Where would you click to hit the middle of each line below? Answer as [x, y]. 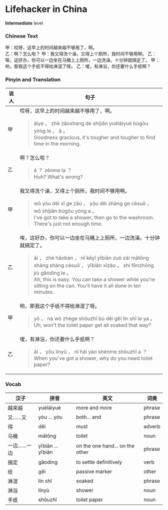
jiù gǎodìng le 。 [53, 273]
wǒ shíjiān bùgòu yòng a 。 [65, 211]
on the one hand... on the [105, 445]
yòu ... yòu [50, 417]
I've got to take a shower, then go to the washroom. [94, 217]
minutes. [44, 292]
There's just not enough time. [68, 224]
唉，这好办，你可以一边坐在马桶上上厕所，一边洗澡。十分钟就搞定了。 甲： [82, 60]
